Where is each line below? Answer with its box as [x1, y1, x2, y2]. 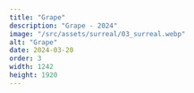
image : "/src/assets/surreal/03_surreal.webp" [9, 29, 186, 38]
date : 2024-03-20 [9, 46, 74, 55]
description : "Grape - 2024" [9, 21, 118, 30]
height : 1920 [9, 71, 58, 80]
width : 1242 [9, 63, 54, 72]
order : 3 [9, 54, 42, 63]
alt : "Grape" [9, 37, 58, 47]
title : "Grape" [9, 12, 66, 22]
